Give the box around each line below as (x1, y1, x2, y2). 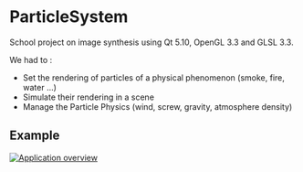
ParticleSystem (9, 6, 129, 27)
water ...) (22, 81, 57, 92)
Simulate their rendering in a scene (22, 91, 155, 102)
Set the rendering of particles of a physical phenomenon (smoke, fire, (22, 71, 286, 83)
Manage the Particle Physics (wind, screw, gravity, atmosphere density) (22, 101, 293, 112)
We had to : (9, 54, 53, 65)
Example (9, 128, 60, 144)
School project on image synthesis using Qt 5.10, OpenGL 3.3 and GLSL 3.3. (9, 37, 294, 48)
